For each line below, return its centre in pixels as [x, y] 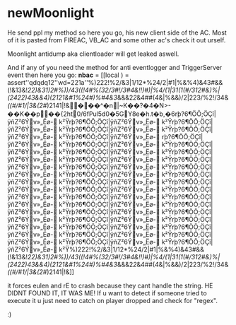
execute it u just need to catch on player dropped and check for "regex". [112, 300]
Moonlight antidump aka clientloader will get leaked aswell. [93, 54]
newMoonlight [51, 13]
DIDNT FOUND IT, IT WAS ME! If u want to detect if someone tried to [107, 293]
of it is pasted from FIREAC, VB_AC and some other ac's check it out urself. [117, 40]
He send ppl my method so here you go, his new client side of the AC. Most [117, 32]
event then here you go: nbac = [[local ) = [68, 75]
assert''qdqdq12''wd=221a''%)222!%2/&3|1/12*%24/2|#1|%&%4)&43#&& [115, 82]
